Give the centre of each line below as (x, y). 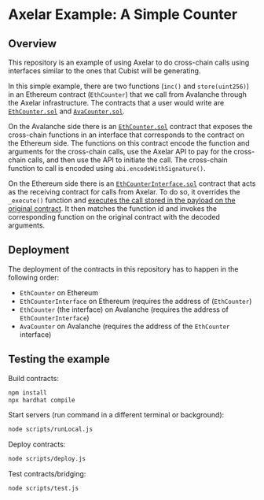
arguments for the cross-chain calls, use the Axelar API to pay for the (120, 152)
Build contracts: (33, 378)
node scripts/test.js (44, 489)
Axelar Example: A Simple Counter (123, 15)
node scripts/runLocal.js (50, 430)
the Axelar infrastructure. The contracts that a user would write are (116, 103)
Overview (33, 44)
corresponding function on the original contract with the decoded (114, 217)
